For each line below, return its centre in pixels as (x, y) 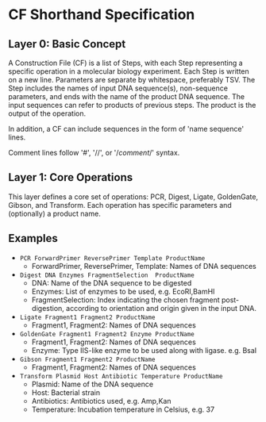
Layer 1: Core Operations (71, 177)
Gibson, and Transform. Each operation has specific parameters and (120, 205)
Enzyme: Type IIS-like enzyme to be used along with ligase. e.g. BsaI (144, 350)
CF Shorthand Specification (102, 15)
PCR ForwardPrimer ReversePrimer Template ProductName (112, 258)
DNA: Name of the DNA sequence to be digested (112, 282)
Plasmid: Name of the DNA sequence (92, 384)
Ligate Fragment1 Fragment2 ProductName (87, 317)
